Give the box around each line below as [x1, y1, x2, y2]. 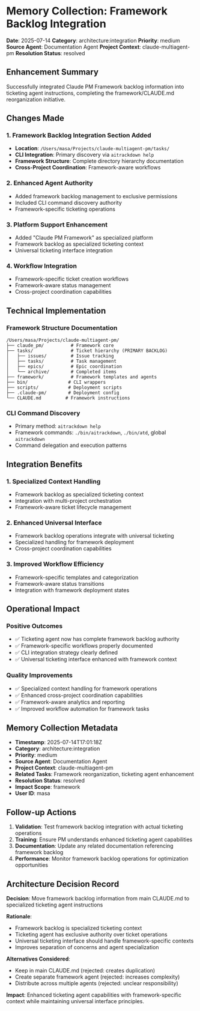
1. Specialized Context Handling [6, 477, 101, 485]
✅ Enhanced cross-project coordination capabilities [14, 691, 143, 699]
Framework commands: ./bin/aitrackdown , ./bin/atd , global [14, 429, 166, 436]
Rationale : [6, 913, 32, 920]
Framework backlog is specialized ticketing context [14, 924, 142, 932]
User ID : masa [14, 790, 50, 797]
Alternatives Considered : [6, 955, 71, 962]
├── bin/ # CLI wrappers [6, 380, 106, 386]
